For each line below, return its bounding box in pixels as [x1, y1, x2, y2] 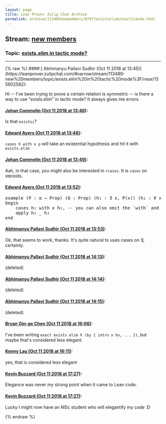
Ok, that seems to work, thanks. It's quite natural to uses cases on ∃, [5, 237, 145, 243]
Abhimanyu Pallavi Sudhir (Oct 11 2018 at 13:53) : [5, 226, 106, 232]
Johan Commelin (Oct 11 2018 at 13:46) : [5, 107, 88, 113]
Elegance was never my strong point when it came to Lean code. [5, 382, 137, 388]
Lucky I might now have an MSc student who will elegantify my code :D [5, 404, 151, 410]
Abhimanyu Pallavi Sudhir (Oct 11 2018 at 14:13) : [5, 254, 106, 260]
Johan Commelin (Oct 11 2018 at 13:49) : [5, 157, 88, 162]
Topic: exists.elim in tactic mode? [5, 50, 87, 56]
